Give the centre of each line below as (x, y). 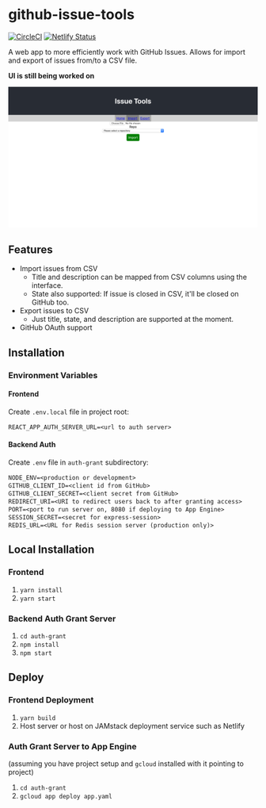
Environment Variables (53, 375)
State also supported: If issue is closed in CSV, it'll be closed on (135, 294)
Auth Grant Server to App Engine (72, 746)
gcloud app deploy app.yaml (66, 796)
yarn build (38, 718)
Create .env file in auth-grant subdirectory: (78, 462)
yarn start (38, 599)
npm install (39, 645)
